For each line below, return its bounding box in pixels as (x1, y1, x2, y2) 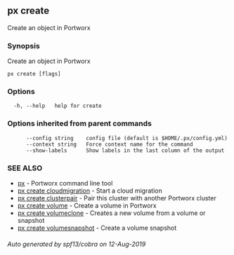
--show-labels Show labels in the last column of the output (25, 146, 225, 154)
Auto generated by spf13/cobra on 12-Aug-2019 (7, 240, 146, 248)
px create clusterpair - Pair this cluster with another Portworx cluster (17, 194, 216, 202)
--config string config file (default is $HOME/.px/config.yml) (25, 135, 228, 142)
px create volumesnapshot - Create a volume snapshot (17, 223, 177, 232)
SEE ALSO (7, 163, 43, 173)
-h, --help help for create (13, 102, 102, 110)
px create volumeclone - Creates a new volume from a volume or (17, 209, 206, 217)
